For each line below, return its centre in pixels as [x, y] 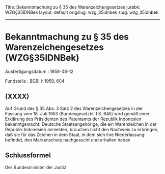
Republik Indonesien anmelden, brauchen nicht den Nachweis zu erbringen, [82, 129]
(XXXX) [17, 96]
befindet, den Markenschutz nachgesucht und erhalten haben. [68, 139]
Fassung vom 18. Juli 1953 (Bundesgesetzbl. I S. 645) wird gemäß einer [77, 113]
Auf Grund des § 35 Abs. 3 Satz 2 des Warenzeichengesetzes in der [74, 108]
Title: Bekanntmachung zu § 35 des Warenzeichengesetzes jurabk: [73, 7]
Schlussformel [28, 156]
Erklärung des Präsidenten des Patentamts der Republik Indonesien [73, 119]
